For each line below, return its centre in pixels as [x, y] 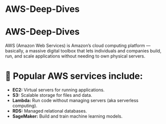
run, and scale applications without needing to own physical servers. [75, 56]
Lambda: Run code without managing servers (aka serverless [75, 101]
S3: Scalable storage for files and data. [52, 95]
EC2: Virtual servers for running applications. [58, 90]
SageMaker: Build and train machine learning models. [67, 116]
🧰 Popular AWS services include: [74, 76]
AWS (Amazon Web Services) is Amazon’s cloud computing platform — [78, 46]
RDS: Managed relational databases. [50, 111]
